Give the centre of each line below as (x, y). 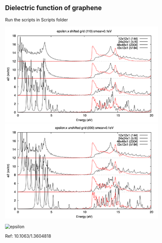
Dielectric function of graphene (53, 8)
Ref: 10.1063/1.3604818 (28, 236)
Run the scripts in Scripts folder (37, 19)
